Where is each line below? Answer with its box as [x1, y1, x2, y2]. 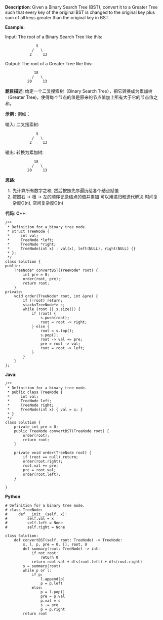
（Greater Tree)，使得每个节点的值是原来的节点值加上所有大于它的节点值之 [5, 94, 158, 100]
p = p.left [40, 581, 63, 586]
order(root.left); [23, 472, 61, 477]
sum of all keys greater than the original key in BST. [5, 15, 110, 20]
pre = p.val [40, 594, 65, 599]
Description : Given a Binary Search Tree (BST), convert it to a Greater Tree [5, 4, 158, 10]
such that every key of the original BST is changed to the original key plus [5, 9, 155, 15]
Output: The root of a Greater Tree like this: [5, 61, 93, 66]
